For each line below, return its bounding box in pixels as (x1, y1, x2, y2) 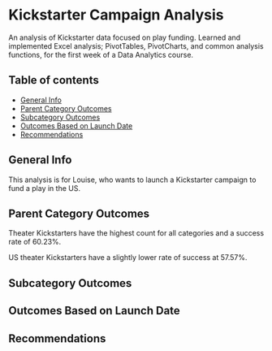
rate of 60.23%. (8, 237, 62, 247)
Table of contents (8, 73, 99, 87)
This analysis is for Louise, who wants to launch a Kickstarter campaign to (8, 175, 257, 184)
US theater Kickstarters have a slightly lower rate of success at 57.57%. (8, 253, 248, 262)
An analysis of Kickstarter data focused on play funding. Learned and (8, 32, 241, 42)
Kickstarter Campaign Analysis (8, 6, 224, 24)
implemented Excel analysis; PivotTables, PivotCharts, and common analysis (8, 41, 264, 50)
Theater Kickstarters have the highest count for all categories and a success (8, 228, 265, 238)
